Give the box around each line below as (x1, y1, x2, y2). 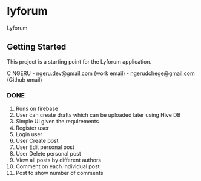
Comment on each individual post (15, 163, 100, 170)
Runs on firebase (15, 105, 59, 113)
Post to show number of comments (15, 169, 104, 177)
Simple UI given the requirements (15, 118, 99, 125)
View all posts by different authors (15, 156, 102, 164)
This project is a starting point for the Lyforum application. (7, 58, 152, 65)
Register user (15, 124, 50, 131)
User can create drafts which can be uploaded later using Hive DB (15, 111, 181, 119)
